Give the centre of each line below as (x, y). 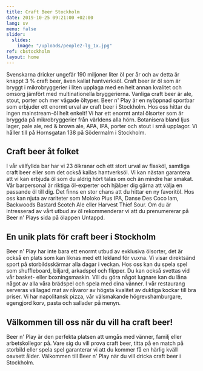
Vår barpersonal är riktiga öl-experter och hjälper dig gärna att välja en (95, 185)
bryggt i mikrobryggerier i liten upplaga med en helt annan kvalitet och (94, 87)
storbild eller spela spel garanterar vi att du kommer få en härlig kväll (92, 350)
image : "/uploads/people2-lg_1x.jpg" (65, 46)
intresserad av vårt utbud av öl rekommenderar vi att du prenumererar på (98, 211)
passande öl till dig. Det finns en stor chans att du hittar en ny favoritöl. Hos (100, 192)
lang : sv (17, 23)
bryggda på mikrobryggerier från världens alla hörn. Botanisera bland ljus (98, 120)
